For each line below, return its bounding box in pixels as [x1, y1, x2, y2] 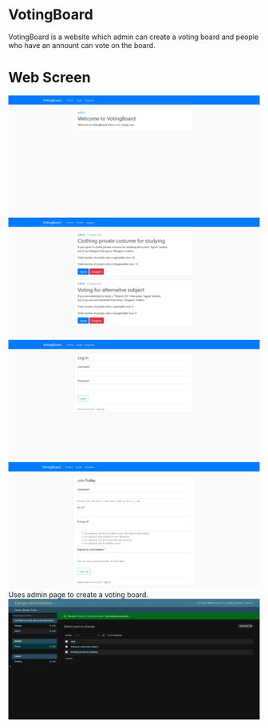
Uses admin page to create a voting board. [8, 590, 149, 599]
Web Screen [8, 69, 91, 87]
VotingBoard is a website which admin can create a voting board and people [8, 32, 259, 42]
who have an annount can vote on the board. [8, 40, 156, 49]
